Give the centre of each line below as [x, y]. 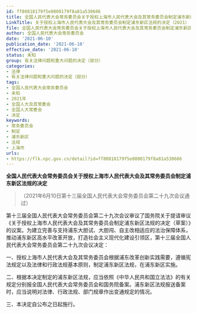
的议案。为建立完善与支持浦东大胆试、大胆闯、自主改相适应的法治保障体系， [98, 230]
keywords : [18, 121]
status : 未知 [21, 55]
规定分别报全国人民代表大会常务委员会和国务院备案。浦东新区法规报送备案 [96, 284]
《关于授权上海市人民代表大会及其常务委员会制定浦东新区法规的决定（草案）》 [98, 223]
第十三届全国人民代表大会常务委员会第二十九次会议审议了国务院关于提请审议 [98, 216]
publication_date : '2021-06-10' [45, 45]
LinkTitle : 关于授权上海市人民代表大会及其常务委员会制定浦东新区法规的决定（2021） [98, 22]
